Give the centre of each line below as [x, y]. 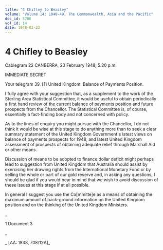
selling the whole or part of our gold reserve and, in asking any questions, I [80, 175]
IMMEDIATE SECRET [26, 75]
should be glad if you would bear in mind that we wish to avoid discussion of [82, 180]
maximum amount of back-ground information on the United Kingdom [75, 200]
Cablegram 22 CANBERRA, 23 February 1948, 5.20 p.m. [61, 65]
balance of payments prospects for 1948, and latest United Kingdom [73, 139]
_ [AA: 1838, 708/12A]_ [27, 243]
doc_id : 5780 [18, 19]
